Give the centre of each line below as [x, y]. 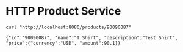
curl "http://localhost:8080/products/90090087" [69, 27]
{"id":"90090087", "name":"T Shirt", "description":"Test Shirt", [92, 37]
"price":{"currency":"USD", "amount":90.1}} [63, 43]
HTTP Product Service [63, 11]
